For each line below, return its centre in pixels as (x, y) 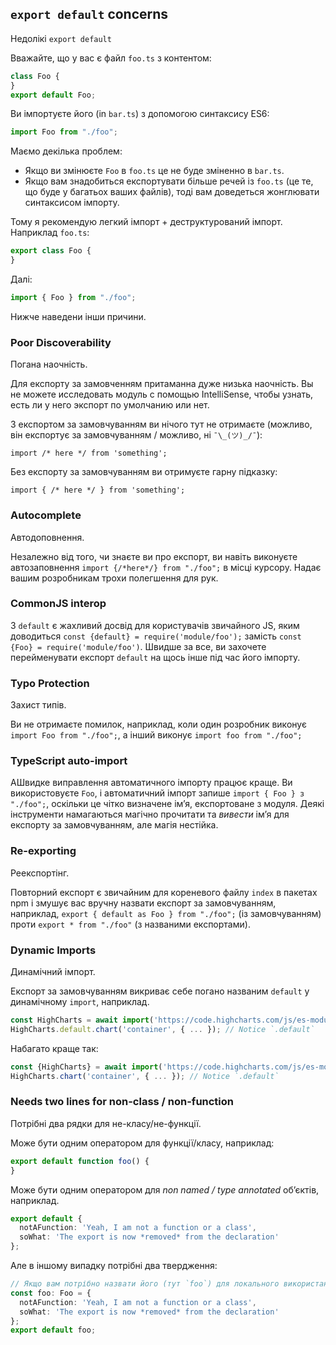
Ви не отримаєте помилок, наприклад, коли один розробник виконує (158, 724)
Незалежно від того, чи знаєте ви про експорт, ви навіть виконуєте (154, 556)
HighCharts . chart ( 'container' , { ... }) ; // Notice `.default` (145, 1076)
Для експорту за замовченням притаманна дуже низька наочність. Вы (162, 384)
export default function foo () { (80, 1161)
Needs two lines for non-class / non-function (122, 1102)
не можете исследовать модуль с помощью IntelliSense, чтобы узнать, (162, 394)
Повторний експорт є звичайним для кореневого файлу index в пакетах (164, 892)
